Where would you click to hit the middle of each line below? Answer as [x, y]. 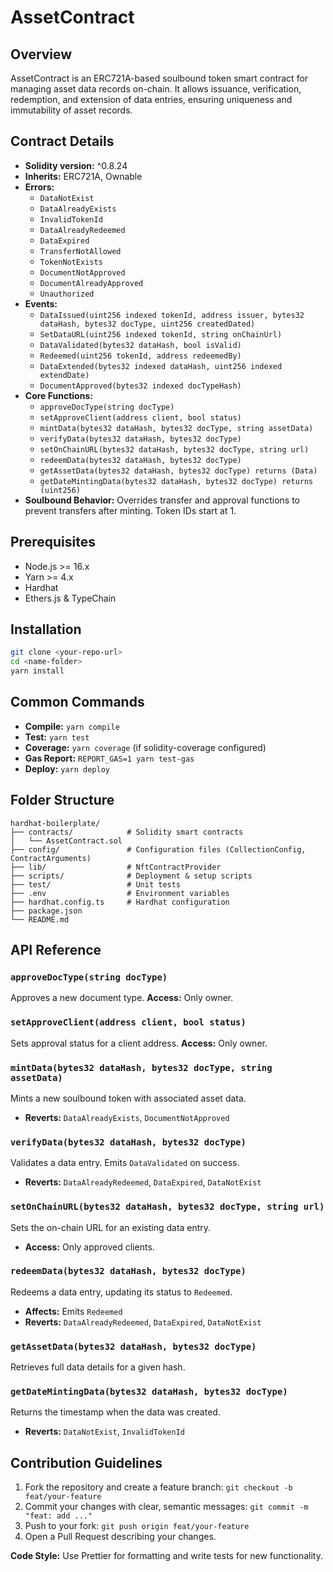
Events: [41, 303]
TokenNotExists [71, 262]
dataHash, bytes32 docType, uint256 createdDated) [147, 324]
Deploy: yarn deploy [67, 768]
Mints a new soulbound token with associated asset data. [128, 1098]
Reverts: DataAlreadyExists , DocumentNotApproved [127, 1117]
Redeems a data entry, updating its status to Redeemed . [121, 1292]
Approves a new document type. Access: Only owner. [122, 998]
